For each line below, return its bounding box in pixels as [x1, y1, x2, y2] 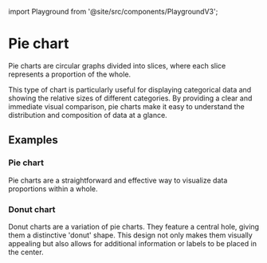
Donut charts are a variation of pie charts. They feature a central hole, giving [8, 222, 260, 231]
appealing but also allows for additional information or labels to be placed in [8, 238, 257, 248]
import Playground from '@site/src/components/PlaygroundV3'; [8, 7, 218, 16]
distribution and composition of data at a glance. [8, 110, 167, 120]
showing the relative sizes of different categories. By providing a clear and [8, 93, 253, 103]
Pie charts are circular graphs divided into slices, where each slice [8, 61, 226, 70]
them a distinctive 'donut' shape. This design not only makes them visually [8, 230, 253, 240]
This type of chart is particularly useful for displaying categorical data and [8, 84, 252, 94]
